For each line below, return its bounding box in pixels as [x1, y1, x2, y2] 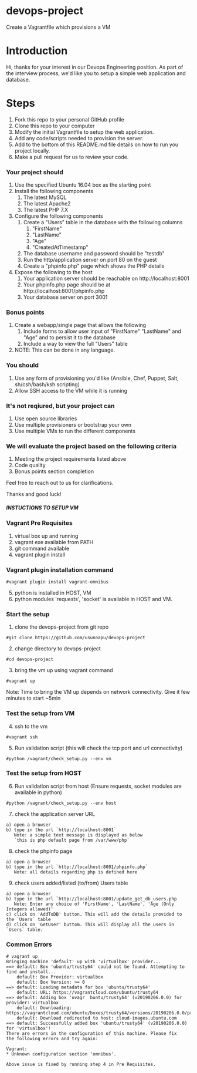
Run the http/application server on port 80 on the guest [23, 257, 157, 264]
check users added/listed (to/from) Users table [14, 879, 128, 886]
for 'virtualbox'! [6, 1025, 51, 1031]
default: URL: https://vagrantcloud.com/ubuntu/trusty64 [16, 990, 159, 996]
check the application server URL [14, 810, 96, 817]
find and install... [6, 969, 57, 975]
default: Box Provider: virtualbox [16, 974, 104, 980]
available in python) [14, 788, 63, 796]
